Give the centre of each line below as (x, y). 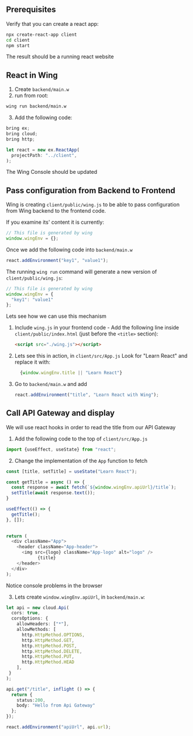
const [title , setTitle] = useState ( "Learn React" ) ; (72, 471)
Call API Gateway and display (61, 413)
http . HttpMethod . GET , (48, 640)
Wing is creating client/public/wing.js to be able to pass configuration (93, 204)
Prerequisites (31, 10)
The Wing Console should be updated (52, 172)
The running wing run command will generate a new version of (82, 271)
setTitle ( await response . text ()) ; (53, 493)
